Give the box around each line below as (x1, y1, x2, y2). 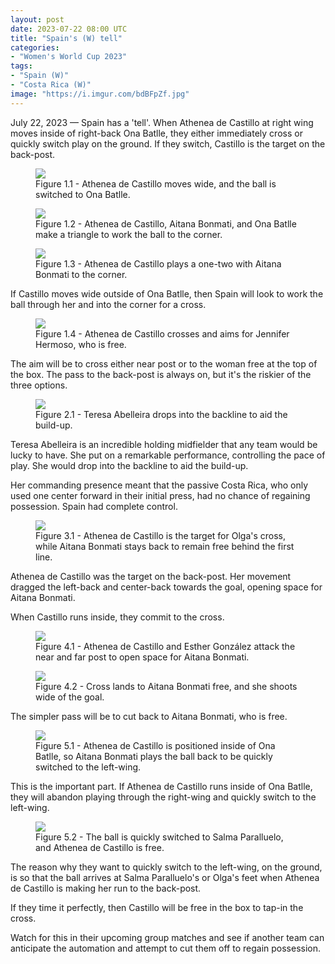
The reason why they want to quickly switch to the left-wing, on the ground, (10, 861, 323, 873)
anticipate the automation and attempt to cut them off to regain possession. (10, 942, 322, 954)
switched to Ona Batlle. (35, 188, 131, 200)
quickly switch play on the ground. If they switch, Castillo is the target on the (10, 137, 326, 150)
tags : (10, 61, 33, 71)
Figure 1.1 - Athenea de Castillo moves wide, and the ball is (35, 177, 277, 190)
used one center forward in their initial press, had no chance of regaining (10, 489, 311, 501)
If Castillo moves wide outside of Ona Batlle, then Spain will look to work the (10, 287, 324, 300)
